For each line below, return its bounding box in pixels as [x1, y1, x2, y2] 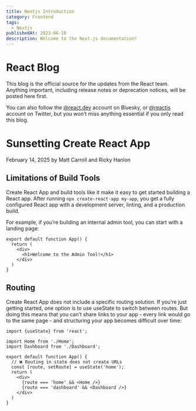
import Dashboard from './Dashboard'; [6, 343, 101, 350]
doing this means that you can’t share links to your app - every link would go [6, 310, 191, 317]
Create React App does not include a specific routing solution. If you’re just [6, 298, 187, 305]
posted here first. [6, 92, 48, 99]
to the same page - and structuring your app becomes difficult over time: [6, 317, 182, 324]
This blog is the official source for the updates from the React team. [6, 80, 169, 87]
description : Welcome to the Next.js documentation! [6, 36, 137, 42]
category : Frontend [6, 14, 54, 20]
